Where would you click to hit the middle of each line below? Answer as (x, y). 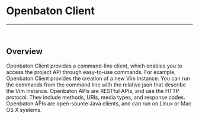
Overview (25, 52)
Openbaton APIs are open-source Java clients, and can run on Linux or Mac (99, 103)
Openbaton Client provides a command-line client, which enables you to (94, 66)
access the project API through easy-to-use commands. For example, (91, 72)
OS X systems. (24, 110)
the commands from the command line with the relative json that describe (96, 85)
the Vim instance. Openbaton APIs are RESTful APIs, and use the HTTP (93, 91)
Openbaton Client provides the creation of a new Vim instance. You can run (98, 78)
